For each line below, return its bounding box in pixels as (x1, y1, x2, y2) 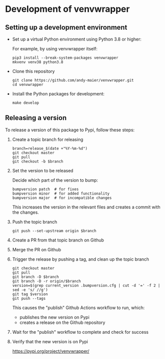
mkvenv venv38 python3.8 (12, 60, 64, 65)
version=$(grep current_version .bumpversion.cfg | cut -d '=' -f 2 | (12, 283, 161, 288)
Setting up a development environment (5, 23, 128, 32)
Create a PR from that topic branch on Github (12, 237, 104, 243)
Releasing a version (5, 114, 67, 122)
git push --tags (12, 296, 46, 301)
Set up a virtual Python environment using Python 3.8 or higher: (12, 36, 142, 42)
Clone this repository (12, 68, 55, 74)
